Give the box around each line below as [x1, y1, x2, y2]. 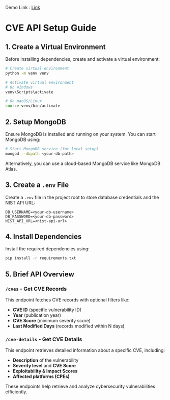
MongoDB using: [5, 136, 41, 143]
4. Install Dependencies [5, 232, 82, 241]
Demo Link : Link [5, 5, 41, 10]
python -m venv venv [5, 70, 49, 76]
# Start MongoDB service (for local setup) [5, 146, 99, 151]
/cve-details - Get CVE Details [5, 336, 82, 343]
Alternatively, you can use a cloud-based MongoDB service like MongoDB [5, 160, 161, 167]
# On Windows [5, 84, 33, 90]
